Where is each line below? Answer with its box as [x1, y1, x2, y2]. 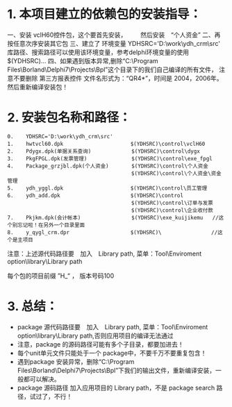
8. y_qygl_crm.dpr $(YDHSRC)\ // [7, 229, 218, 236]
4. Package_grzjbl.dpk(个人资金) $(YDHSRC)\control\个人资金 [7, 163, 208, 169]
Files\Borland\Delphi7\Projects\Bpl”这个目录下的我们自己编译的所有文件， [7, 65, 217, 74]
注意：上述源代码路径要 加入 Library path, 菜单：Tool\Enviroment [7, 249, 202, 258]
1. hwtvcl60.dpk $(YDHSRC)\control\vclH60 [7, 140, 206, 147]
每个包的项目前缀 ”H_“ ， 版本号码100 [7, 272, 115, 280]
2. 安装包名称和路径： [7, 110, 131, 126]
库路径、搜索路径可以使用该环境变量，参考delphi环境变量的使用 [7, 48, 190, 56]
